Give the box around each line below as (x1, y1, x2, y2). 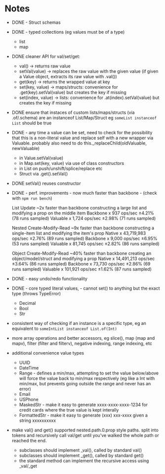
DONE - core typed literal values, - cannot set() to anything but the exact (11, 285, 160, 291)
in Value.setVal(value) (19, 155, 64, 161)
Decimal (19, 300, 36, 306)
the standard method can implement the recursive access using (19, 458, 149, 464)
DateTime (19, 365, 39, 370)
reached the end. (11, 437, 47, 443)
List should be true (11, 120, 52, 126)
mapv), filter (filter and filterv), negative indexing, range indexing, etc (11, 340, 153, 346)
